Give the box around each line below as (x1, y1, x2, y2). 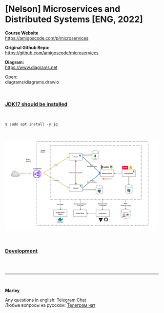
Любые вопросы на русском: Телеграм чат (5, 302, 96, 308)
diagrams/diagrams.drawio (5, 79, 60, 85)
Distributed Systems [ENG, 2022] (5, 14, 143, 25)
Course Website (5, 30, 39, 36)
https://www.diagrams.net (5, 64, 58, 70)
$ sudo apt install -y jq (5, 122, 58, 127)
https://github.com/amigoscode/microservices (5, 50, 99, 56)
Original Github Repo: (5, 44, 50, 50)
